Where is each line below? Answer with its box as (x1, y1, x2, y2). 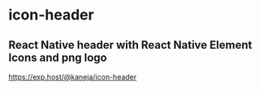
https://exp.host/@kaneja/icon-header (8, 72, 137, 82)
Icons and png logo (8, 50, 107, 64)
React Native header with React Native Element (8, 38, 253, 52)
